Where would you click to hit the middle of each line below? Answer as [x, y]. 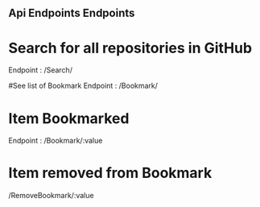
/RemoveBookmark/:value [51, 196]
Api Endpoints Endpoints [72, 13]
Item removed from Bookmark [110, 173]
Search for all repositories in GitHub [130, 48]
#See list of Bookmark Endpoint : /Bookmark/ [83, 86]
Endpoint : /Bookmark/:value [56, 141]
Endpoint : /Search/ [40, 70]
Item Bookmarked [69, 118]
